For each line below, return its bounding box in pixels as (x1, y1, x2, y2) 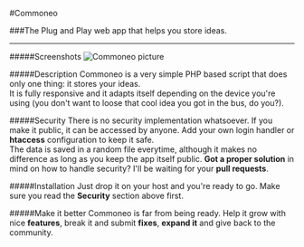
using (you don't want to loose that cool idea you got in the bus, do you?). (9, 98, 285, 108)
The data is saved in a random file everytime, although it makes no (9, 144, 258, 155)
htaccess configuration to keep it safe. (9, 135, 155, 145)
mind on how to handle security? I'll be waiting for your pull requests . (9, 163, 269, 174)
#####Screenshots (9, 52, 81, 62)
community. (9, 227, 53, 238)
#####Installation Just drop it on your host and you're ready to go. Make (9, 181, 280, 191)
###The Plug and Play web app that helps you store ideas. (9, 25, 228, 35)
